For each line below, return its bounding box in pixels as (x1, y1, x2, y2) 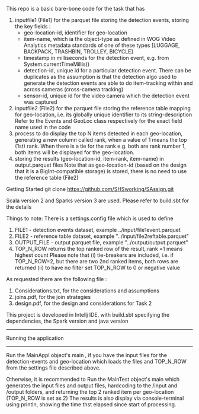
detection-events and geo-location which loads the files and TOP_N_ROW (6, 358, 187, 365)
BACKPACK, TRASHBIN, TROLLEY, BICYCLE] (23, 48, 133, 55)
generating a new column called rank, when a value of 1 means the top (14, 136, 188, 143)
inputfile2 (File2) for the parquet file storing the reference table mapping (14, 105, 191, 112)
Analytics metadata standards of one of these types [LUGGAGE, (23, 42, 180, 49)
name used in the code (14, 124, 71, 130)
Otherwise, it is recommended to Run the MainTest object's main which (6, 376, 180, 383)
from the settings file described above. (6, 364, 101, 371)
